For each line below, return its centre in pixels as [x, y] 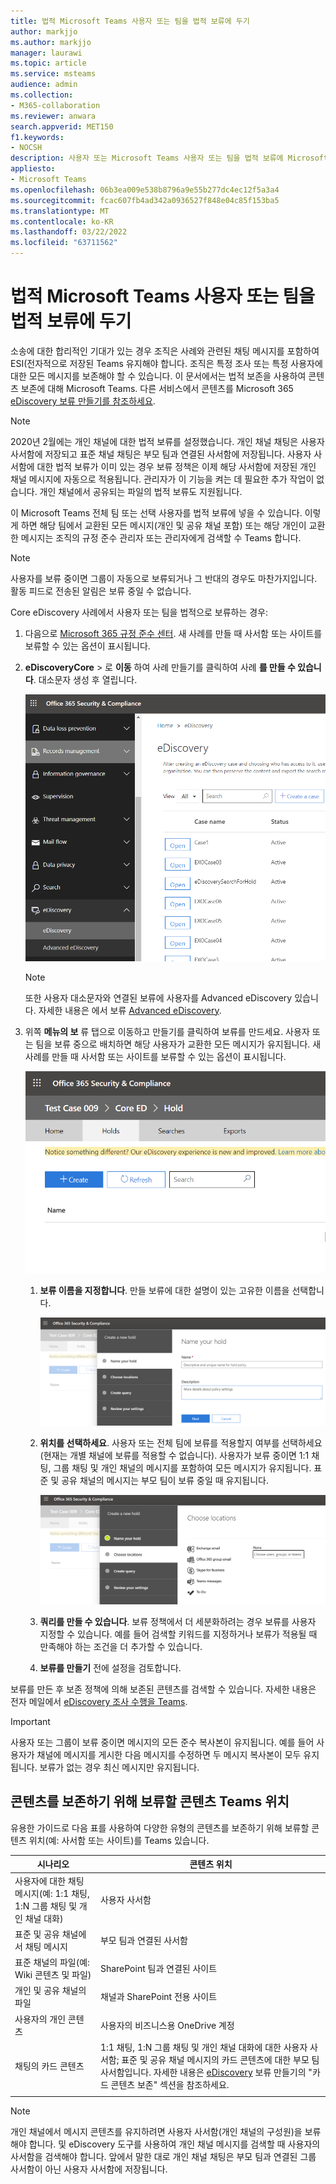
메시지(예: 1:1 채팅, [52, 1893]
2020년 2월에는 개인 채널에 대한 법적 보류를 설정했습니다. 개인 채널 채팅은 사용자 [167, 441]
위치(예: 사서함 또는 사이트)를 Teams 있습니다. [119, 1840]
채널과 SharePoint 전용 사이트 [158, 1997]
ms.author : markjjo [51, 42]
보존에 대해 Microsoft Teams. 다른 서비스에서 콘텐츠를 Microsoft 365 [157, 388]
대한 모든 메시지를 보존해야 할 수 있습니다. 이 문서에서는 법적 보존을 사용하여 [158, 376]
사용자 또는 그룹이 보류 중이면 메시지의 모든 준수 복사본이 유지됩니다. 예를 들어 [162, 1742]
